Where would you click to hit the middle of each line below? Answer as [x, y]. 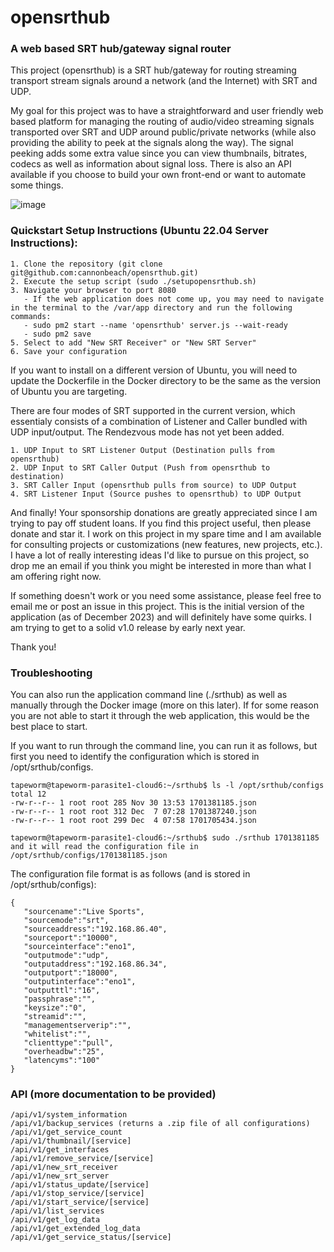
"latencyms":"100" [62, 1061]
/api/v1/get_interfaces [60, 1150]
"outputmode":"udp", [66, 956]
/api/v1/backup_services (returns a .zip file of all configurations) [160, 1124]
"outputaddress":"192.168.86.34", [95, 964]
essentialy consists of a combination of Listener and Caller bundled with [159, 421]
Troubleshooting [51, 673]
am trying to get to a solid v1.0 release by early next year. [128, 627]
